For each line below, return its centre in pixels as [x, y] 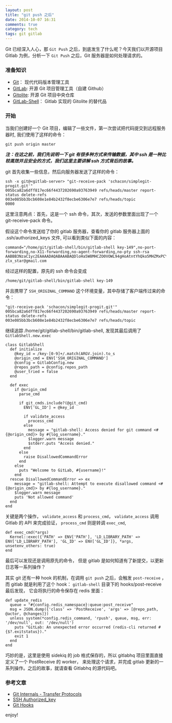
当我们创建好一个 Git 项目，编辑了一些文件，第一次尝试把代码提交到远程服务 [85, 128]
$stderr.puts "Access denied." [61, 443]
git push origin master [31, 144]
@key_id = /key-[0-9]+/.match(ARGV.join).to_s [65, 354]
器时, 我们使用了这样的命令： [36, 134]
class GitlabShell [25, 345]
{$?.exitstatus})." [26, 632]
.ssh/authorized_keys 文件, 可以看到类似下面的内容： [61, 237]
